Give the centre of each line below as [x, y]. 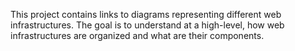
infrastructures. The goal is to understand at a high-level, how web [147, 25]
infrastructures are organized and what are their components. [137, 35]
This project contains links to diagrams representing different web [146, 14]
